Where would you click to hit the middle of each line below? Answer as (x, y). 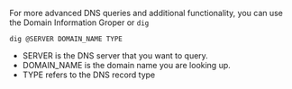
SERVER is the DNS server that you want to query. (115, 56)
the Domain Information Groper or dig (79, 22)
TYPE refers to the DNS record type (89, 75)
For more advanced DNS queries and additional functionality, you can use (146, 13)
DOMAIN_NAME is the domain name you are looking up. (127, 65)
